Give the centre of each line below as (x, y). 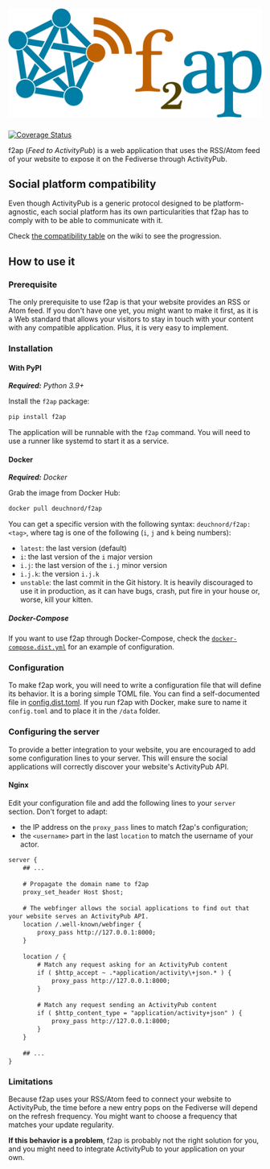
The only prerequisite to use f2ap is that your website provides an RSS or (129, 302)
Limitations (31, 1081)
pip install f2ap (37, 417)
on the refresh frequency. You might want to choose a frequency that (123, 1117)
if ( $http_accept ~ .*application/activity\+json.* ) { (134, 972)
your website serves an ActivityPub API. (79, 916)
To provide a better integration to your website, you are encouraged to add (132, 749)
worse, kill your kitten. (57, 599)
